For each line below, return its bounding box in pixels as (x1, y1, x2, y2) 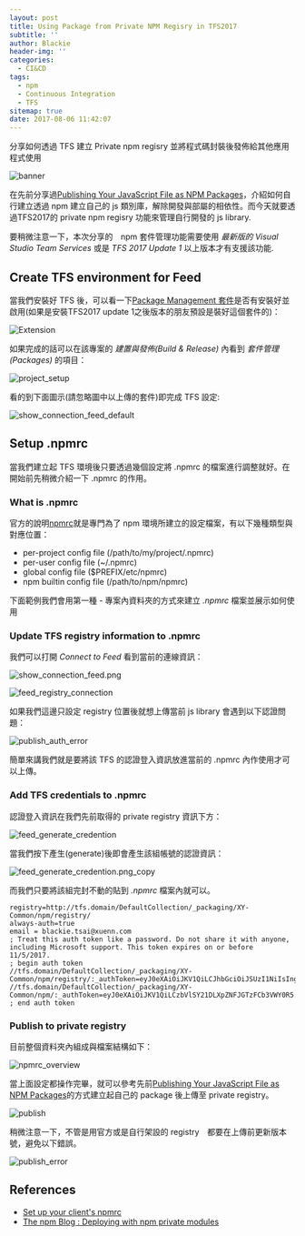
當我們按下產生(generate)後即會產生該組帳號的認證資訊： (9, 848, 224, 859)
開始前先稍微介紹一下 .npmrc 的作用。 (9, 472, 152, 483)
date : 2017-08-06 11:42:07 (9, 115, 112, 124)
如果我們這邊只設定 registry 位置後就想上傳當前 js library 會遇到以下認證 (9, 706, 279, 717)
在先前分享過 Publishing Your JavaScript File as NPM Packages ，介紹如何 (9, 189, 283, 200)
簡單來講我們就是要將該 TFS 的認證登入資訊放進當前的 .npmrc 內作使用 (9, 754, 275, 765)
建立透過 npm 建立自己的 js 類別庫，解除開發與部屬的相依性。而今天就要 (16, 201, 288, 212)
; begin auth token (9, 959, 84, 968)
